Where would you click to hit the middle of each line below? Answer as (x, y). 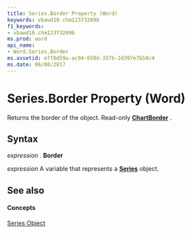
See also (26, 190)
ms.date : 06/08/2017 (37, 65)
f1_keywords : (26, 26)
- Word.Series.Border (38, 52)
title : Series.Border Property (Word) (62, 13)
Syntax (23, 139)
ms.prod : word (27, 39)
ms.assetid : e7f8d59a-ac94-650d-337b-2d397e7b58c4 (81, 58)
